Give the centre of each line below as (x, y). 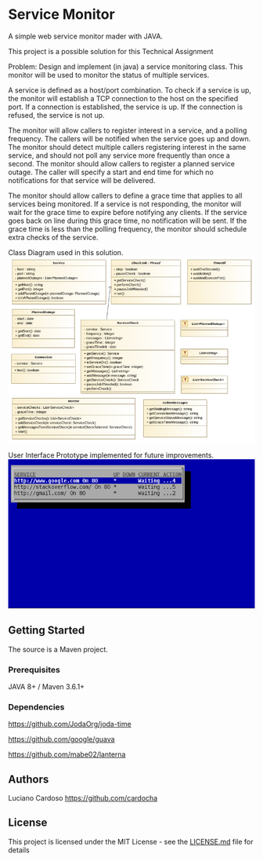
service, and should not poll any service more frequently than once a (119, 155)
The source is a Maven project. (58, 649)
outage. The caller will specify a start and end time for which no (111, 172)
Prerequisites (34, 669)
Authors (29, 779)
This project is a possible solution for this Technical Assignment (111, 51)
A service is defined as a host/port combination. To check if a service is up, (130, 90)
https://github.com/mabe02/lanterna (67, 754)
